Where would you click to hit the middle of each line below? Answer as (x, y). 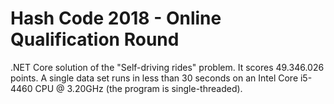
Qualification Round (95, 39)
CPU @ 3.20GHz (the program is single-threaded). (138, 88)
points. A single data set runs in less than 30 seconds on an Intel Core (154, 78)
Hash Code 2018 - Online (116, 18)
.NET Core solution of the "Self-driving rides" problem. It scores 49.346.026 (167, 67)
